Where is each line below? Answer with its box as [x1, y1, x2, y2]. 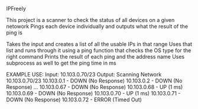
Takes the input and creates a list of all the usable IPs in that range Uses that [6, 41, 193, 47]
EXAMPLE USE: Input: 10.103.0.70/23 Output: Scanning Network [6, 71, 162, 78]
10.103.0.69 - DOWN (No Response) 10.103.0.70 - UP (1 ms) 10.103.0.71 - [6, 90, 181, 97]
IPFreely [6, 5, 27, 12]
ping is [6, 29, 22, 36]
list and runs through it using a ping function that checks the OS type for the [6, 47, 191, 54]
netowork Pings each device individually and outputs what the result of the [6, 23, 188, 30]
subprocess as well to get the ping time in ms [6, 59, 116, 66]
